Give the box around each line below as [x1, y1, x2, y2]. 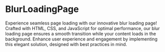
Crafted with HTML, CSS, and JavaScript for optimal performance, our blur [5, 25, 160, 31]
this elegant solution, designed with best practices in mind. [5, 41, 127, 47]
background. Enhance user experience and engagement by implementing [5, 36, 157, 42]
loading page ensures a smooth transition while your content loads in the [5, 30, 156, 36]
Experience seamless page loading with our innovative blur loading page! [5, 20, 157, 26]
